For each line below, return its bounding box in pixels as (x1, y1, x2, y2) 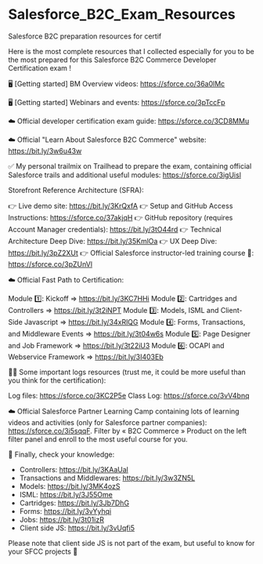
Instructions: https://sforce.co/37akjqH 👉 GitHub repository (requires (8, 213, 233, 222)
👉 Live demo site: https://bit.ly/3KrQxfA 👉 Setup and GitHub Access (8, 201, 233, 210)
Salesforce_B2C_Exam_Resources (8, 5, 236, 24)
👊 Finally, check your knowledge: (8, 449, 115, 459)
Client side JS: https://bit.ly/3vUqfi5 (19, 523, 135, 533)
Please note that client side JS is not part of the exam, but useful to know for (8, 538, 255, 548)
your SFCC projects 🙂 (8, 547, 78, 556)
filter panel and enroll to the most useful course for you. (8, 434, 188, 444)
